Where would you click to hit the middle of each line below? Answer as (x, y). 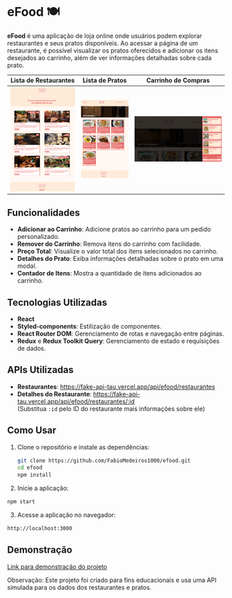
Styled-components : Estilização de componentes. (89, 326)
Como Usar (32, 431)
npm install (34, 475)
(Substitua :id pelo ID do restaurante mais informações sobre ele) (111, 408)
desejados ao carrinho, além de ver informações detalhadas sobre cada (109, 57)
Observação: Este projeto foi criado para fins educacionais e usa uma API (112, 580)
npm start (21, 502)
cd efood (30, 468)
